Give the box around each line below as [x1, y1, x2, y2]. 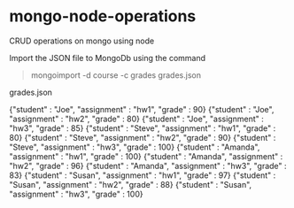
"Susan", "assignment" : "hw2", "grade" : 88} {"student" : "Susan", [9, 179, 252, 189]
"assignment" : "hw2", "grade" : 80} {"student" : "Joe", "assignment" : [9, 113, 264, 124]
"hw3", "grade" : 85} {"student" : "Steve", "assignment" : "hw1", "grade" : [9, 122, 276, 134]
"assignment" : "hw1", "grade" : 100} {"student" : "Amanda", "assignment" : [9, 150, 283, 161]
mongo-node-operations [9, 6, 197, 27]
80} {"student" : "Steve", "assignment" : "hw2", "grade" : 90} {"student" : [9, 132, 276, 143]
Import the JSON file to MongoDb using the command [9, 52, 206, 63]
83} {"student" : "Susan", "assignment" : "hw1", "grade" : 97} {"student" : [9, 170, 276, 181]
